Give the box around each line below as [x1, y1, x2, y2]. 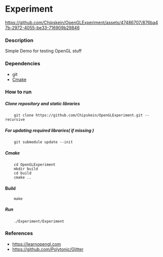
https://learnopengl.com [12, 241, 61, 247]
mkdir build [14, 167, 38, 172]
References [5, 230, 33, 237]
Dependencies [5, 60, 41, 67]
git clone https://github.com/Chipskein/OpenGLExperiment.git [14, 113, 143, 118]
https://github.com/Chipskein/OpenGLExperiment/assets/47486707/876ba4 [5, 20, 159, 25]
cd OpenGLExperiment [14, 162, 56, 167]
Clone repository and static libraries [5, 101, 81, 107]
